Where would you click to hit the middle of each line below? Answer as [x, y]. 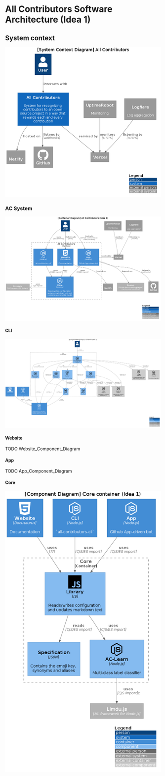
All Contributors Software [59, 9]
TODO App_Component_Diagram [39, 471]
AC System [19, 208]
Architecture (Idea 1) [48, 20]
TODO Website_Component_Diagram [43, 449]
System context [30, 38]
